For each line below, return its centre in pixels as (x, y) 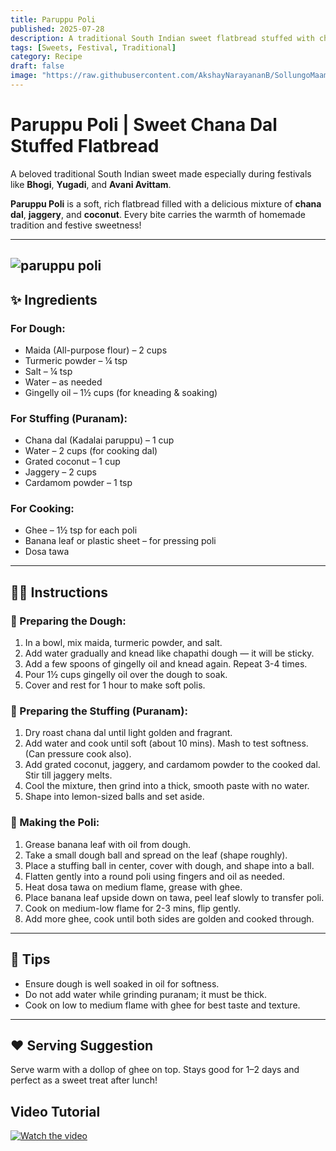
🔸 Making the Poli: (55, 823)
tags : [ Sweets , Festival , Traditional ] (93, 47)
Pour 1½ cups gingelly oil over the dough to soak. (126, 675)
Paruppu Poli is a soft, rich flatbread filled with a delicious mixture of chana (166, 203)
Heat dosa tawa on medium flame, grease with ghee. (133, 887)
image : (24, 76)
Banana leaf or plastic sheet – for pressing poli (120, 541)
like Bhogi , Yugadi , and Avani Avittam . (91, 184)
